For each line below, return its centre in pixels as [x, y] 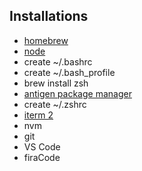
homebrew [46, 40]
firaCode [42, 157]
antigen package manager [77, 93]
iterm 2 [38, 115]
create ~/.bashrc [58, 61]
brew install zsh [56, 83]
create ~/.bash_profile [69, 72]
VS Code [42, 146]
